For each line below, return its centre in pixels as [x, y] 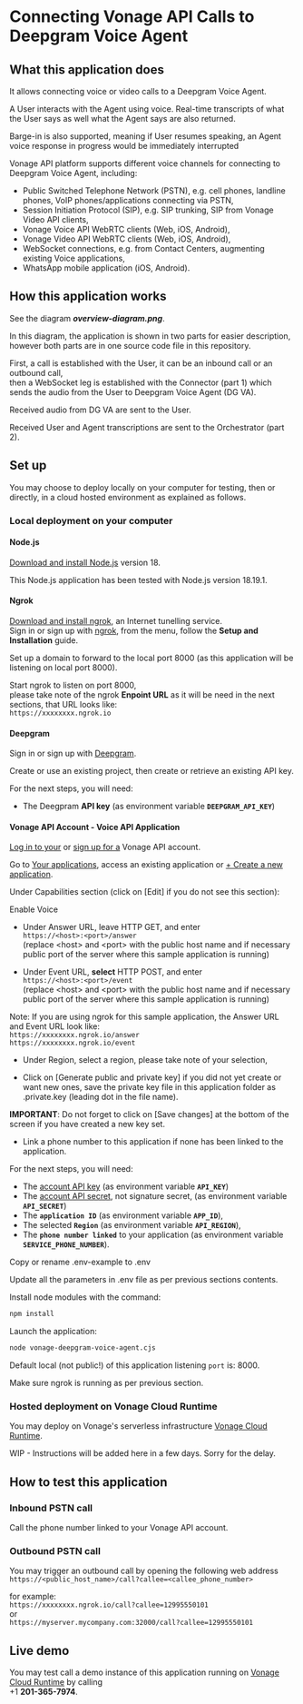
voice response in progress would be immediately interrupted [124, 146]
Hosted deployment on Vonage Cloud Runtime [113, 1407]
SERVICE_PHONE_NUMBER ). [66, 1244]
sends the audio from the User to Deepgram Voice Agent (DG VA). [133, 391]
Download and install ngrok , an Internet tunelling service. [116, 620]
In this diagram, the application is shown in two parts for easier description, [150, 336]
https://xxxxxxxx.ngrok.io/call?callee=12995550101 [109, 1605]
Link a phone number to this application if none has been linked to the [153, 1142]
